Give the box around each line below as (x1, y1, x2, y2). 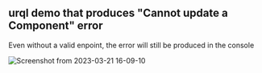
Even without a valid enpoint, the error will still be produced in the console (8, 40, 255, 50)
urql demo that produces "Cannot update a (8, 6, 228, 20)
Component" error (8, 19, 103, 33)
